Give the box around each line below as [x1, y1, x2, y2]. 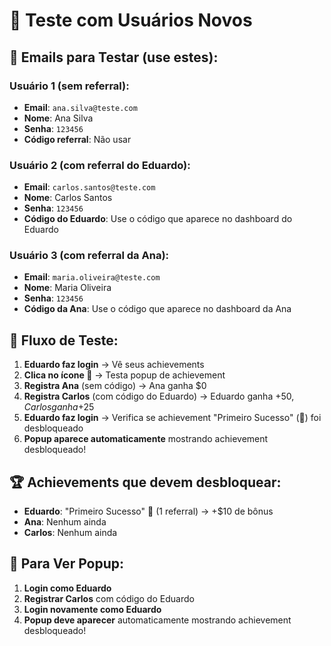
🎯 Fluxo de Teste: [9, 332, 119, 349]
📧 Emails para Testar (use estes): [9, 49, 219, 66]
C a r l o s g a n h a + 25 [23, 401, 95, 413]
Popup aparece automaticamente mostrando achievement [23, 433, 269, 445]
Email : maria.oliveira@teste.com [23, 271, 161, 283]
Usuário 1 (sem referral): [9, 79, 130, 93]
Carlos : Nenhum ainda [23, 527, 118, 539]
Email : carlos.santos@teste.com [23, 181, 156, 193]
